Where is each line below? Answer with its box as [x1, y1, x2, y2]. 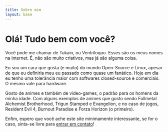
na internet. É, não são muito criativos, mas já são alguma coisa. [5, 55, 137, 61]
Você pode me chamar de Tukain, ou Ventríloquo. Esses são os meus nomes [5, 50, 163, 56]
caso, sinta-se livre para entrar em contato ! [5, 121, 94, 127]
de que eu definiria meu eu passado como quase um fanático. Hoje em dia [5, 70, 159, 76]
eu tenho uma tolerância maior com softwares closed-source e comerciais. [5, 75, 160, 81]
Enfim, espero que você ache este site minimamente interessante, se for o [5, 116, 158, 122]
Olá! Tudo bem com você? [5, 33, 115, 45]
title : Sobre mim [5, 7, 41, 12]
